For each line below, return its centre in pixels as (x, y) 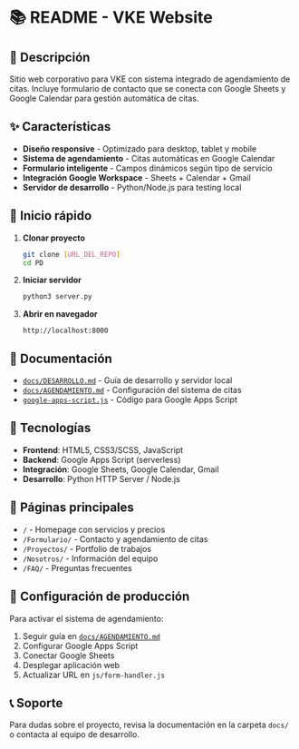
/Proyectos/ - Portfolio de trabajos (87, 548)
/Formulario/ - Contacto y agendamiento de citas (115, 539)
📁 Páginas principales (72, 508)
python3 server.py (57, 297)
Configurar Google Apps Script (80, 646)
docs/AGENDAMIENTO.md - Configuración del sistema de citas (132, 390)
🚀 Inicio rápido (51, 216)
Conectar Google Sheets (68, 655)
